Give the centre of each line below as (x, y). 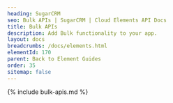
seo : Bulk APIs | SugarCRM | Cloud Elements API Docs (87, 20)
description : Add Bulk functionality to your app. (82, 33)
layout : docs (26, 40)
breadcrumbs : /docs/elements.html (58, 46)
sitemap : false (29, 72)
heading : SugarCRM (34, 14)
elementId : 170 (29, 53)
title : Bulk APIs (32, 26)
